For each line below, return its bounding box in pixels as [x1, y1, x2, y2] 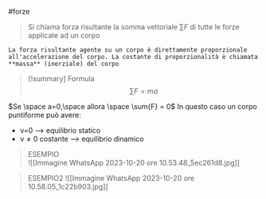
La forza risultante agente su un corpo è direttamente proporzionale [8, 46, 248, 54]
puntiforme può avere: [8, 111, 81, 119]
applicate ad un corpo [27, 31, 100, 40]
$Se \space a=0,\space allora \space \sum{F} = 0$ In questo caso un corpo [8, 102, 257, 111]
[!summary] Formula [27, 74, 95, 83]
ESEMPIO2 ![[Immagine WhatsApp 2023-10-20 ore [27, 174, 195, 182]
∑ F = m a [129, 87, 158, 96]
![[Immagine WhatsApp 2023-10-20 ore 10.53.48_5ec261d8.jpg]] [27, 158, 241, 167]
